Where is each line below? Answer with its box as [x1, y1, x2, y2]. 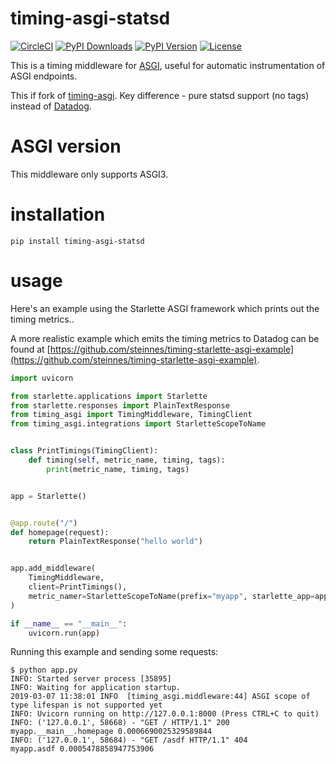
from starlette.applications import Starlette [10, 391, 208, 401]
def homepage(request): [10, 527, 110, 537]
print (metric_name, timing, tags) [46, 464, 190, 474]
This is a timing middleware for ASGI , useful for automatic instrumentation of [10, 59, 326, 71]
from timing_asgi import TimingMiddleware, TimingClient [10, 410, 253, 420]
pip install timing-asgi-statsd [10, 236, 145, 246]
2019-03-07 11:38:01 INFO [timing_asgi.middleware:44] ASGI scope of [10, 692, 311, 702]
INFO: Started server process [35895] [10, 674, 172, 684]
